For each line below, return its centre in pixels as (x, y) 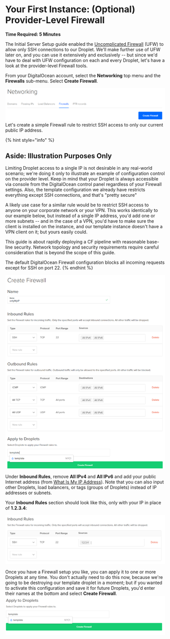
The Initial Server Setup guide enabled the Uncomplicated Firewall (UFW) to (84, 44)
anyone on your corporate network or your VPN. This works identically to (82, 210)
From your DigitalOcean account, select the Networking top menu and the (83, 75)
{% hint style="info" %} (30, 140)
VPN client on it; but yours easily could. (46, 232)
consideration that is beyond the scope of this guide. (60, 253)
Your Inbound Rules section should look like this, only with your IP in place (83, 503)
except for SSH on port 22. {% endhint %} (49, 268)
